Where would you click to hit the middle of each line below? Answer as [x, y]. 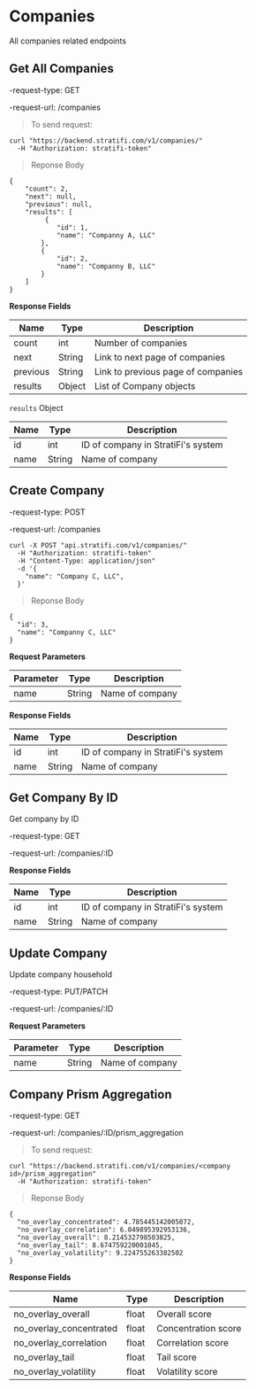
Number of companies [141, 343]
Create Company [57, 490]
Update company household [61, 974]
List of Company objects [145, 385]
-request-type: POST [47, 512]
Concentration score [199, 1328]
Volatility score [187, 1372]
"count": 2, [47, 189]
